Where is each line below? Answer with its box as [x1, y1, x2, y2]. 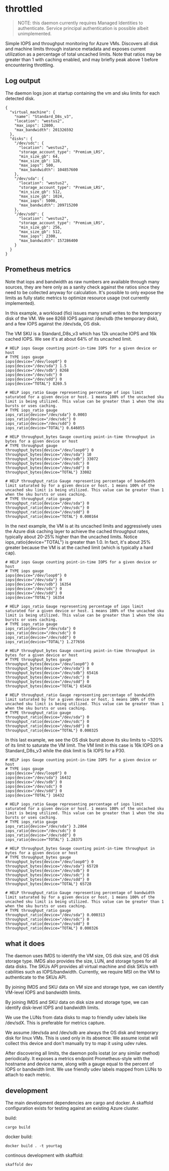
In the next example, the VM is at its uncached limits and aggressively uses [5, 522, 162, 529]
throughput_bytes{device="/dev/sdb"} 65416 [5, 670, 99, 675]
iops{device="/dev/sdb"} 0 [5, 779, 62, 785]
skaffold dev [5, 1162, 33, 1167]
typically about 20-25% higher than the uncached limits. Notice [5, 534, 138, 540]
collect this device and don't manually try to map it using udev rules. [5, 1040, 148, 1046]
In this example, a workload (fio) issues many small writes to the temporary [5, 310, 162, 316]
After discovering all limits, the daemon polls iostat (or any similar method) [5, 1050, 160, 1056]
